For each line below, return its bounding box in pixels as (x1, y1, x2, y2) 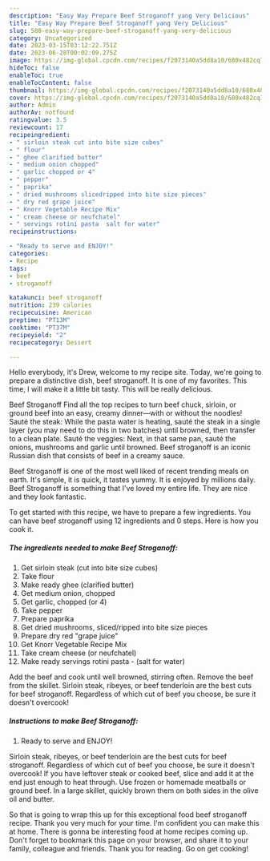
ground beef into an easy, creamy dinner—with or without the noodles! (9, 408, 243, 418)
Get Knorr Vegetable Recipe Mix (20, 640, 127, 650)
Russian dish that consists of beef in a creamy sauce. (9, 451, 185, 461)
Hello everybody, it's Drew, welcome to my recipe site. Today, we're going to (9, 368, 262, 377)
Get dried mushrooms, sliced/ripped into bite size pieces (20, 622, 208, 633)
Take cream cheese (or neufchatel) (20, 648, 137, 658)
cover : (9, 94, 31, 102)
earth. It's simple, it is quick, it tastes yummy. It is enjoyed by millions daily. (9, 475, 256, 485)
